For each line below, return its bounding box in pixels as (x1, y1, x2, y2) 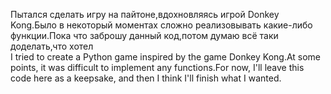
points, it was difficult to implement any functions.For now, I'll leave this (10, 62, 305, 73)
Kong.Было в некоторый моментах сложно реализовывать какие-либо (10, 19, 313, 31)
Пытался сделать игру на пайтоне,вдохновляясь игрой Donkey (10, 9, 280, 20)
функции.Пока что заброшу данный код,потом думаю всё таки (10, 30, 279, 41)
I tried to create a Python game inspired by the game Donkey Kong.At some (10, 51, 322, 63)
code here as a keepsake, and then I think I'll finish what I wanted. (10, 72, 282, 84)
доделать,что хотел (10, 40, 94, 52)
